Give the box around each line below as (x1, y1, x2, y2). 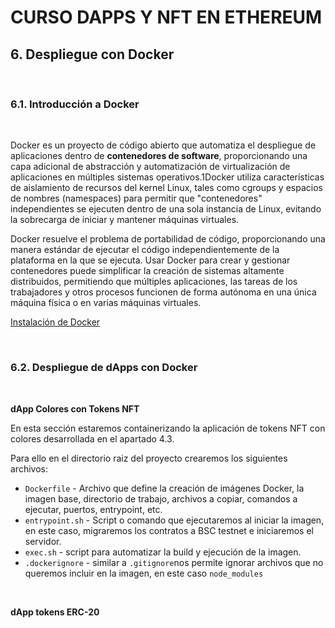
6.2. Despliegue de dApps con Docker (10, 361, 198, 375)
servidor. (24, 535, 62, 547)
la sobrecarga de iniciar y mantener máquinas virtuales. (10, 214, 240, 226)
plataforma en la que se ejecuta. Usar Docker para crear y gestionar (10, 254, 291, 266)
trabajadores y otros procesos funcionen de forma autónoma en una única (10, 286, 317, 298)
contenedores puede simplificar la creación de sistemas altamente (10, 265, 285, 277)
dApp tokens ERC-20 (10, 606, 100, 618)
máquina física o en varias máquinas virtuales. (10, 297, 202, 309)
